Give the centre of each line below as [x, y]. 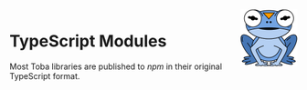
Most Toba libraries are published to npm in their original [116, 66]
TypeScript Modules [88, 41]
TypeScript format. [45, 75]
